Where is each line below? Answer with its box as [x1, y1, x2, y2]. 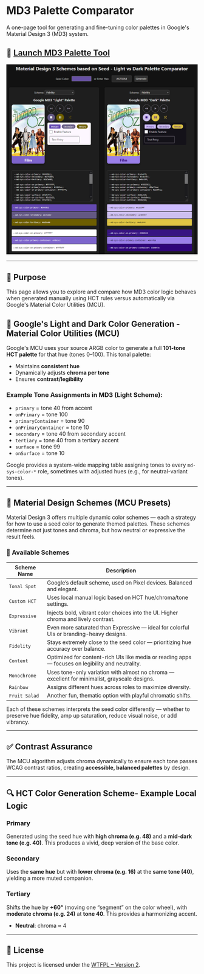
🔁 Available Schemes [6, 548, 70, 557]
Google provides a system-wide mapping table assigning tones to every [6, 461, 186, 468]
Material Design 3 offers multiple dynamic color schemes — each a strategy [6, 514, 196, 521]
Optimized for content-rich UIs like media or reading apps [47, 654, 192, 661]
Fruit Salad [8, 693, 39, 699]
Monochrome [8, 673, 36, 679]
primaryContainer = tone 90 [15, 417, 85, 425]
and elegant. [47, 586, 78, 593]
